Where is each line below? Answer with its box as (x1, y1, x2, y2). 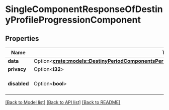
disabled (8, 80, 29, 87)
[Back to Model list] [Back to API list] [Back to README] (5, 99, 121, 105)
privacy (8, 66, 27, 72)
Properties (5, 34, 39, 43)
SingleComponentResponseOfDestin (5, 4, 163, 15)
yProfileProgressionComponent (5, 14, 141, 26)
